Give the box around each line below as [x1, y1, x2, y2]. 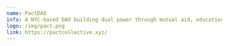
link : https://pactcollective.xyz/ [6, 28, 108, 36]
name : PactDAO [6, 9, 47, 17]
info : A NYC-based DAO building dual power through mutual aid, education [6, 16, 224, 23]
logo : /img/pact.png [6, 22, 66, 29]
